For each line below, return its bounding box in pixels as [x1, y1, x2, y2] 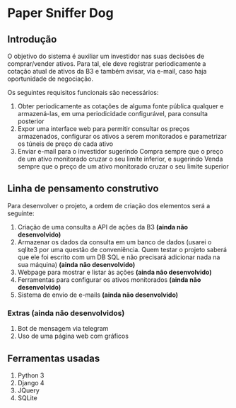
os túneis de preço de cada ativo [17, 140, 114, 148]
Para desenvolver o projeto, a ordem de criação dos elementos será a [7, 201, 211, 210]
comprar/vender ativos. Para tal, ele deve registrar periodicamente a [7, 59, 206, 68]
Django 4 [17, 378, 45, 387]
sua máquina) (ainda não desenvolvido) [17, 260, 136, 268]
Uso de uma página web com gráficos [17, 331, 129, 341]
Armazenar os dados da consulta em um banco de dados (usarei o [17, 237, 212, 246]
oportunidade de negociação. [7, 74, 94, 83]
